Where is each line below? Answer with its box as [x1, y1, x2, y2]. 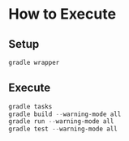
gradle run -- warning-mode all [8, 117, 114, 126]
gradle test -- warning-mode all [8, 125, 118, 134]
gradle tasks [8, 102, 53, 110]
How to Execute [8, 5, 116, 23]
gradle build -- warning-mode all [8, 110, 122, 118]
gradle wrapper [8, 58, 60, 66]
